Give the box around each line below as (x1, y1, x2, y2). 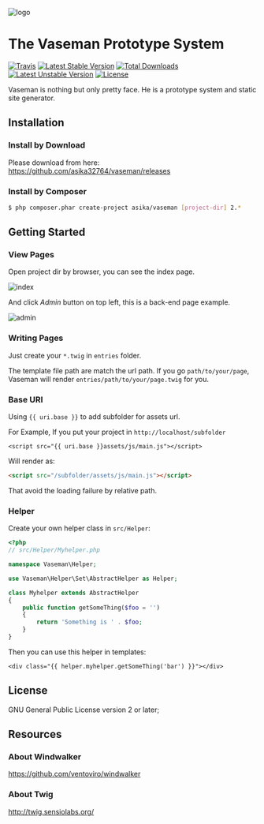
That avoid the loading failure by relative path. (8, 485, 158, 495)
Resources (8, 728, 62, 741)
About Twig (8, 789, 54, 800)
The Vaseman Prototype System (8, 36, 225, 53)
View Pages (8, 249, 55, 260)
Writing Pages (8, 332, 64, 343)
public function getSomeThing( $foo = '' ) (22, 604, 160, 612)
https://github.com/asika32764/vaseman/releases (8, 166, 171, 175)
